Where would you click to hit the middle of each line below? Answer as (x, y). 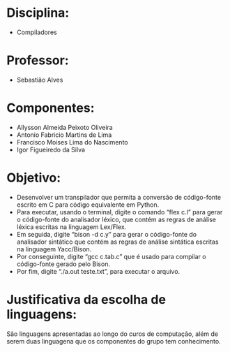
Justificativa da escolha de (86, 299)
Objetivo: (34, 178)
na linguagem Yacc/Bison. (54, 249)
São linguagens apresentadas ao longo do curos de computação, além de (113, 334)
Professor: (38, 60)
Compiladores (37, 32)
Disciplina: (38, 13)
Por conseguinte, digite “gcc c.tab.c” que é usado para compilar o (111, 256)
